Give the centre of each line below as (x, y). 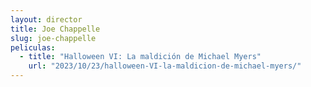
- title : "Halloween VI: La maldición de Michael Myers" (140, 57)
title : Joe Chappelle (55, 29)
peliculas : (33, 47)
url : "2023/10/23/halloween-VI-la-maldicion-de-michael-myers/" (165, 66)
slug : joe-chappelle (53, 38)
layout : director (46, 19)
